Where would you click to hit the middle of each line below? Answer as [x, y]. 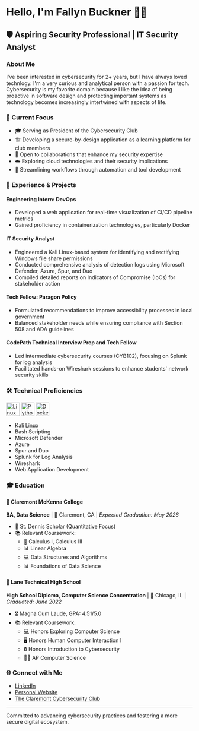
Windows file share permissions [54, 258]
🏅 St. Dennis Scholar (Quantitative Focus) [65, 526]
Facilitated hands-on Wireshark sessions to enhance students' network [102, 368]
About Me [21, 64]
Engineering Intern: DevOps [41, 199]
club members [32, 148]
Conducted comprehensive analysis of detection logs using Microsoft [99, 264]
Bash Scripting [33, 432]
